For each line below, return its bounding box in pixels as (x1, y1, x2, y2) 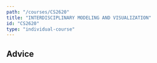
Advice (6, 48, 34, 59)
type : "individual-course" (6, 26, 75, 32)
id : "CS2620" (6, 20, 40, 26)
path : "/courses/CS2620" (6, 9, 70, 15)
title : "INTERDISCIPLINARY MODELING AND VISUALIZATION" (6, 15, 152, 21)
